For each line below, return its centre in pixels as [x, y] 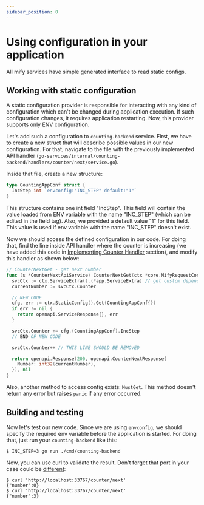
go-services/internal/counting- [79, 156]
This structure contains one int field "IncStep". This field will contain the [96, 208]
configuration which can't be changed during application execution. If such [100, 112]
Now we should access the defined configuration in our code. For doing [96, 239]
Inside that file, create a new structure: [55, 174]
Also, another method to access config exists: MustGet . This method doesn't [101, 387]
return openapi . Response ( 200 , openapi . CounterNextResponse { [89, 359]
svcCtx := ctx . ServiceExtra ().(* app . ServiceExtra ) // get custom [96, 281]
